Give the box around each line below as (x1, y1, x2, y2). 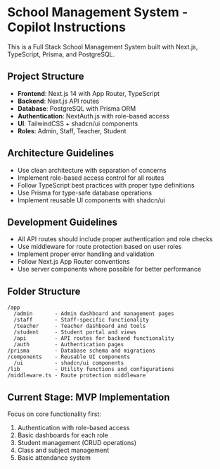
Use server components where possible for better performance (17, 265, 202, 274)
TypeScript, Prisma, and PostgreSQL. (7, 50, 115, 59)
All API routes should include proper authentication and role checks (17, 235, 213, 243)
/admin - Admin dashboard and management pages (13, 310, 174, 317)
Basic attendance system (17, 453, 91, 462)
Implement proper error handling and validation (17, 250, 155, 258)
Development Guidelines (7, 216, 118, 228)
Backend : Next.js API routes (17, 97, 100, 105)
